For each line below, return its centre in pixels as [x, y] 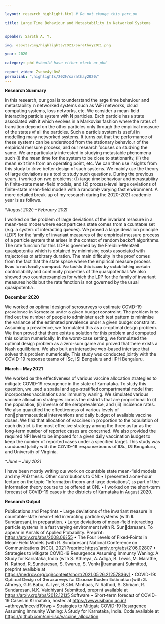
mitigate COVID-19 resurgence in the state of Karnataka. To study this [76, 383]
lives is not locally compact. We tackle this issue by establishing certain [78, 266]
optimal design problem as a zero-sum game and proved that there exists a [81, 343]
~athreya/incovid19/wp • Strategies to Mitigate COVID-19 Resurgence [76, 606]
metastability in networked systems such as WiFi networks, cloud [71, 105]
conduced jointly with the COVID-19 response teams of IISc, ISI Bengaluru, [81, 446]
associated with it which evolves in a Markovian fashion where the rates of [81, 121]
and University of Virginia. [32, 452]
